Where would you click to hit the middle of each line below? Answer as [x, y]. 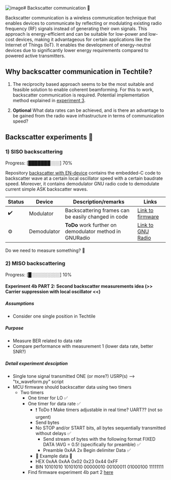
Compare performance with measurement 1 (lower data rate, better [83, 346]
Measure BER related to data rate [47, 341]
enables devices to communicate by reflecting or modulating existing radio [83, 23]
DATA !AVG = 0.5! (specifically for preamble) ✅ [92, 445]
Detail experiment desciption [37, 363]
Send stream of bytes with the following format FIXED [99, 439]
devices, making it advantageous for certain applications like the [83, 39]
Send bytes [47, 423]
